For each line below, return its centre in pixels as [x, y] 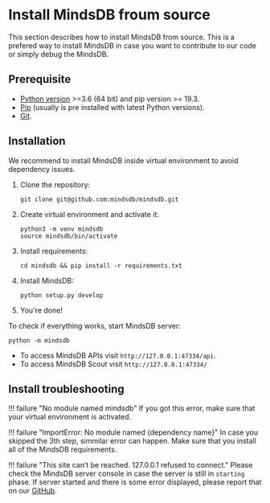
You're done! [41, 310]
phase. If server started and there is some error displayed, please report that [135, 482]
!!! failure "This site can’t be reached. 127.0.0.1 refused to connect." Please [131, 465]
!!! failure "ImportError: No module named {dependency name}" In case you [133, 432]
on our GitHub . [33, 491]
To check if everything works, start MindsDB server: [94, 325]
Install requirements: [54, 251]
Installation [37, 141]
